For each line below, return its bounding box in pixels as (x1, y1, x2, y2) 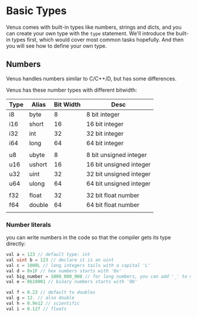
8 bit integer (86, 110, 120, 118)
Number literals (6, 221, 52, 229)
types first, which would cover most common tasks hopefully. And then (11, 36, 184, 43)
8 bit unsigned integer (86, 151, 147, 159)
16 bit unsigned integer (86, 160, 151, 168)
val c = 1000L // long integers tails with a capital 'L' (6, 262, 151, 268)
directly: (6, 240, 26, 248)
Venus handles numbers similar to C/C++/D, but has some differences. (6, 75, 177, 82)
